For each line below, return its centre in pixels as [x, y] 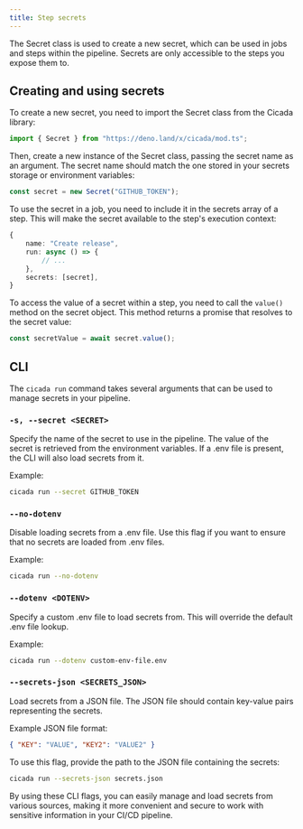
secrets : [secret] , [62, 277]
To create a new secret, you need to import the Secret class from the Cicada [151, 113]
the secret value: [41, 322]
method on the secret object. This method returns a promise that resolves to [151, 312]
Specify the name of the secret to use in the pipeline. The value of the [139, 439]
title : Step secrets [48, 18]
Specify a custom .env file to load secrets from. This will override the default [151, 617]
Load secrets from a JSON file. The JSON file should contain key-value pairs [151, 701]
